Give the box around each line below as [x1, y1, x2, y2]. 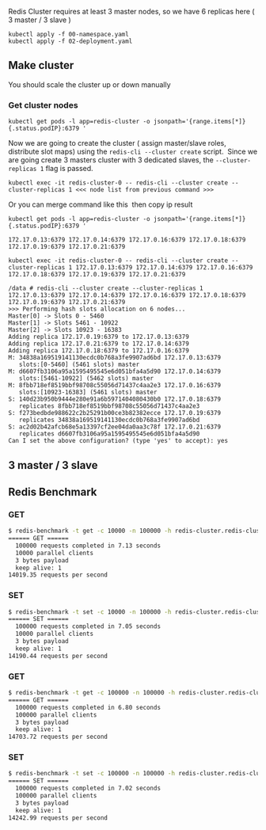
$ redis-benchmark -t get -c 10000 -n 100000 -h [8, 527, 172, 535]
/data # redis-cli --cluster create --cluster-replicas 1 [8, 284, 203, 292]
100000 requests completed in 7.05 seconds [15, 622, 161, 630]
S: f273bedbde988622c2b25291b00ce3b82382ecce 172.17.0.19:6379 [8, 409, 222, 417]
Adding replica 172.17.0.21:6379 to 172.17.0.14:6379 [8, 340, 190, 348]
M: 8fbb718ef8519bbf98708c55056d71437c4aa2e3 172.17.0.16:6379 [8, 382, 222, 390]
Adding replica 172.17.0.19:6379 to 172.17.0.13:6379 [8, 333, 190, 341]
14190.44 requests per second [8, 652, 108, 660]
